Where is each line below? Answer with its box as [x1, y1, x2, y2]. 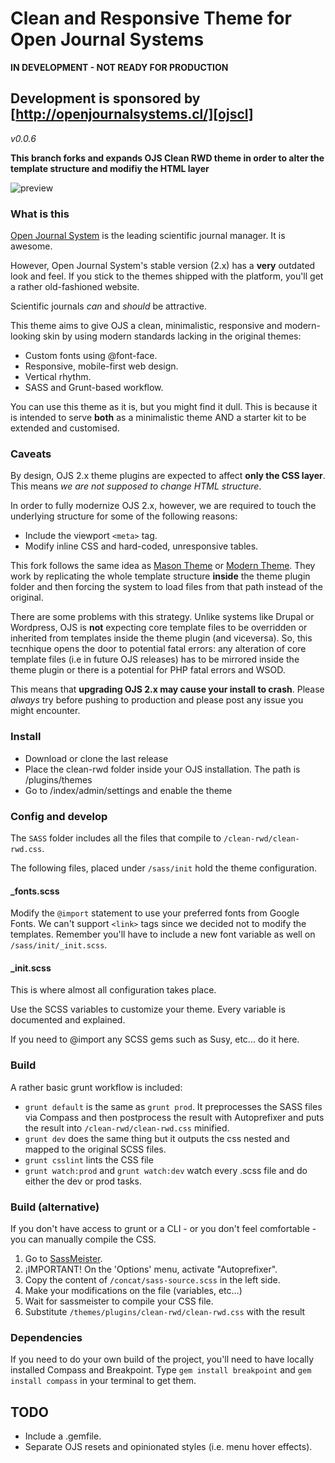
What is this [10, 207, 70, 221]
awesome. [10, 240, 53, 252]
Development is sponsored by [10, 90, 201, 107]
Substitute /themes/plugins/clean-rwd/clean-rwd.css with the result [24, 1305, 306, 1317]
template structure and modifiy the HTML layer [10, 162, 210, 174]
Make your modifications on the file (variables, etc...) [24, 1284, 243, 1296]
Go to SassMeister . [24, 1252, 103, 1264]
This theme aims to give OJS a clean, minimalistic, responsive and [10, 320, 283, 332]
